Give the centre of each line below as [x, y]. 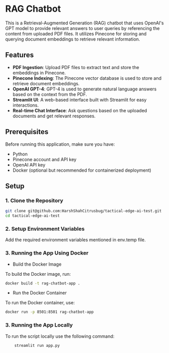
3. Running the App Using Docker [47, 253]
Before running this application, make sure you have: [60, 144]
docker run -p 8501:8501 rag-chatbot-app [50, 312]
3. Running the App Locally [39, 325]
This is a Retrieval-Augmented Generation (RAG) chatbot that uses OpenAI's [85, 23]
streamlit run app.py [37, 345]
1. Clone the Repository [34, 200]
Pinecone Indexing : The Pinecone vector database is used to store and [87, 78]
